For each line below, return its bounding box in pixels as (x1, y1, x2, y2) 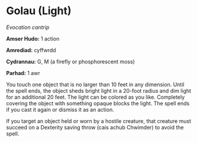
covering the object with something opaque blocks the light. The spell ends (6, 99, 190, 107)
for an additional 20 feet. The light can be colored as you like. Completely (6, 93, 185, 100)
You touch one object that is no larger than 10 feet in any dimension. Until (6, 81, 185, 88)
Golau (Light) (6, 4, 72, 18)
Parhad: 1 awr (6, 69, 40, 76)
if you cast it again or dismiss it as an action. (6, 106, 114, 113)
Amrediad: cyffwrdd (6, 46, 56, 54)
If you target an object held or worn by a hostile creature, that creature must (6, 117, 191, 125)
